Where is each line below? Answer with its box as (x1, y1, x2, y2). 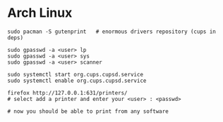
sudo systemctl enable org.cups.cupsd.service (7, 77, 147, 84)
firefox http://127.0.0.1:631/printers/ (7, 89, 128, 96)
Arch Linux (7, 5, 73, 21)
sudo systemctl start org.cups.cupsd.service (7, 71, 143, 78)
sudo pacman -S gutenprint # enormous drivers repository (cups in (7, 28, 217, 35)
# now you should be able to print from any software (7, 107, 169, 115)
